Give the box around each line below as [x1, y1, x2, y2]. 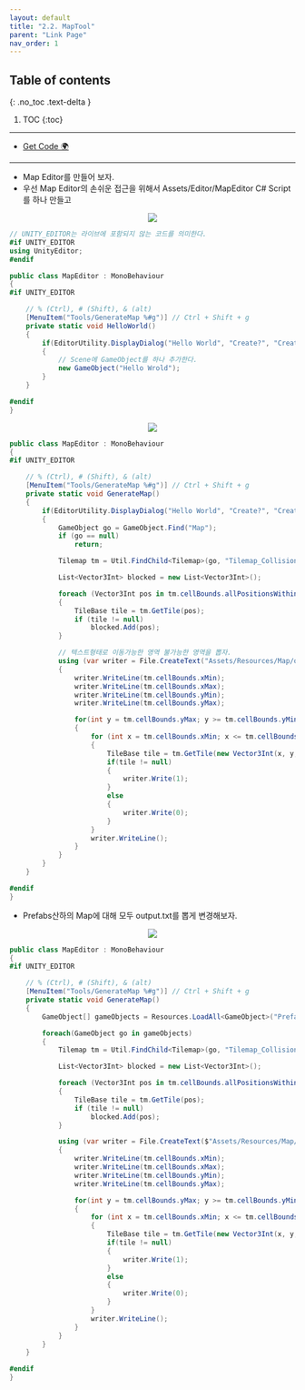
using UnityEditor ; [9, 247, 84, 256]
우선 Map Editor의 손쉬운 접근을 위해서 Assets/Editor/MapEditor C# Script [22, 183, 291, 194]
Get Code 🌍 [22, 141, 70, 152]
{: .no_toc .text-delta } [9, 96, 92, 107]
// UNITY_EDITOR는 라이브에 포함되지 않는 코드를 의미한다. [9, 229, 207, 239]
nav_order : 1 [9, 38, 59, 48]
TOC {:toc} [22, 115, 64, 126]
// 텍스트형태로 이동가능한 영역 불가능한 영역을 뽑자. [57, 648, 232, 658]
